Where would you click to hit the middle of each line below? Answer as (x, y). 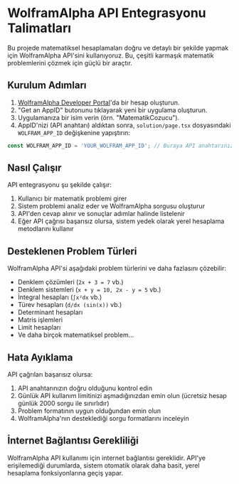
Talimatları (39, 28)
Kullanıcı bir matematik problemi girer (72, 199)
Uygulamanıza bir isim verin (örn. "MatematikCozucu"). (99, 117)
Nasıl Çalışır (34, 168)
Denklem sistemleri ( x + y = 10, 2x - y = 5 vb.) (89, 290)
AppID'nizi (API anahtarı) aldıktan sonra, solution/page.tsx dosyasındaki (124, 125)
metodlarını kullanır (46, 229)
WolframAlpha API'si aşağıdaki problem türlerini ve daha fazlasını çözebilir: (117, 269)
